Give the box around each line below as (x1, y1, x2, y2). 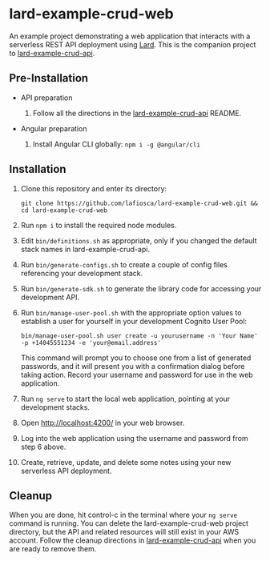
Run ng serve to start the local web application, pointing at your (20, 394, 231, 403)
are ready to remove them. (9, 544, 97, 554)
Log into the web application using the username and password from (20, 433, 248, 443)
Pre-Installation (9, 71, 89, 85)
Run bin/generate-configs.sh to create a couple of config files (20, 259, 228, 269)
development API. (20, 292, 79, 302)
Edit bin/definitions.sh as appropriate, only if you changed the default (20, 235, 257, 245)
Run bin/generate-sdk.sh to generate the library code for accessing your (20, 283, 262, 293)
